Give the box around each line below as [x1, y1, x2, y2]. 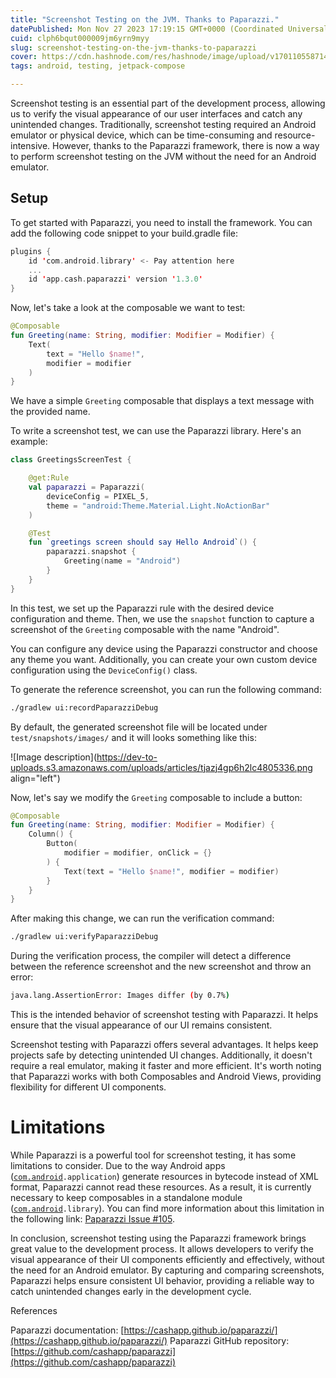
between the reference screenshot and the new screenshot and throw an [10, 961, 312, 973]
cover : [10, 52, 38, 62]
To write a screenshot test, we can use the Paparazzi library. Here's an [10, 425, 302, 437]
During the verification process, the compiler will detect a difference [10, 950, 292, 962]
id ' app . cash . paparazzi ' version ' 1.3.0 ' [28, 274, 203, 285]
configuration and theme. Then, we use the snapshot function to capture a [10, 612, 315, 625]
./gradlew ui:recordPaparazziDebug [10, 702, 159, 713]
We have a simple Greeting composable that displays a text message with [10, 395, 315, 407]
